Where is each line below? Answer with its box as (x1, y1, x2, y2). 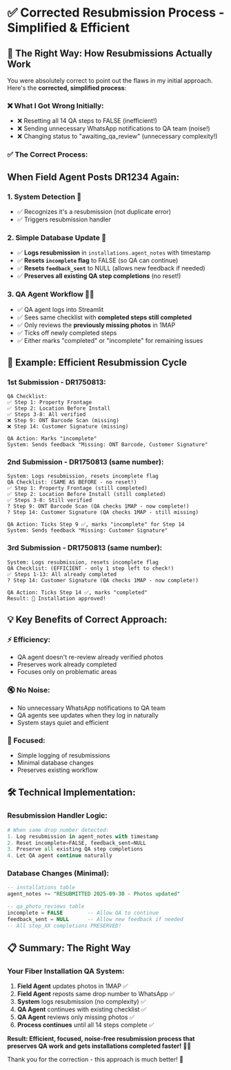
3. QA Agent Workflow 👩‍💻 (7, 290, 94, 299)
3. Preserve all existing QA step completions (7, 846, 143, 853)
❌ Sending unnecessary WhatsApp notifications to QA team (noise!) (17, 124, 210, 132)
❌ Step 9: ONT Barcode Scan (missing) (7, 417, 119, 424)
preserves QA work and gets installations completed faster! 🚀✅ (7, 1042, 192, 1050)
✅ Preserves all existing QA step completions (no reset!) (17, 272, 181, 280)
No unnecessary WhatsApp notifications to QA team (17, 704, 165, 712)
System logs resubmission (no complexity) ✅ (17, 998, 146, 1006)
